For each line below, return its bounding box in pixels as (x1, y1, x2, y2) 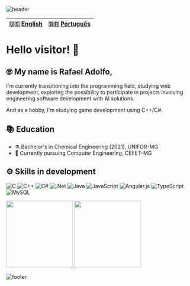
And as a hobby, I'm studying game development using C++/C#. (6, 107, 163, 113)
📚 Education (6, 125, 55, 135)
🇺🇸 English (9, 20, 43, 28)
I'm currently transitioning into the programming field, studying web (6, 82, 171, 89)
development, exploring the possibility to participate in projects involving (6, 89, 183, 96)
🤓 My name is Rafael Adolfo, (6, 66, 113, 77)
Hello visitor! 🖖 (6, 43, 80, 56)
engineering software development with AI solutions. (6, 95, 135, 102)
